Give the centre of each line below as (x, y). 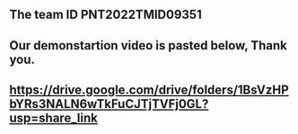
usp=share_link (54, 118)
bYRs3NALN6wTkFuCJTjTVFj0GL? (109, 104)
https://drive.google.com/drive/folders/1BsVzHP (149, 90)
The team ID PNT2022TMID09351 (105, 15)
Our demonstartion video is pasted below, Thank (148, 45)
